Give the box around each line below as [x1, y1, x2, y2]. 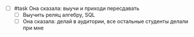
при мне [22, 24, 44, 31]
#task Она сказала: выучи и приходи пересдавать [13, 5, 140, 12]
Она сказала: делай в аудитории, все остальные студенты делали [22, 18, 189, 25]
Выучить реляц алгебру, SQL [22, 12, 96, 18]
